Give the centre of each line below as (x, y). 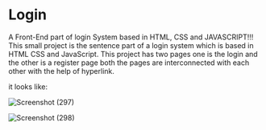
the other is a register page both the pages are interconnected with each (129, 63)
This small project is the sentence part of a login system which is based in (131, 45)
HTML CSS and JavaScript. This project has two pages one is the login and (133, 54)
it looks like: (28, 87)
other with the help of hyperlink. (62, 71)
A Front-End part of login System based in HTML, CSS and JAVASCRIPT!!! (131, 37)
